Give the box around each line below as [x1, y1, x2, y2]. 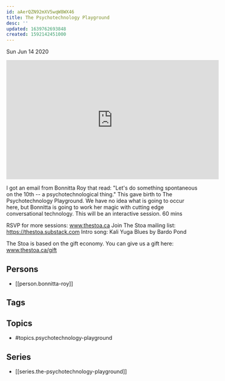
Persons [6, 264, 38, 274]
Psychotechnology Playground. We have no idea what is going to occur [6, 197, 185, 205]
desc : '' [6, 20, 29, 26]
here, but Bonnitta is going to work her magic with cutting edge [6, 204, 164, 211]
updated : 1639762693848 [6, 25, 67, 32]
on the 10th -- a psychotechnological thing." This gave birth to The [6, 191, 173, 198]
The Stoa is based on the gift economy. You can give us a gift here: [6, 240, 174, 247]
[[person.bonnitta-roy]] [15, 280, 73, 287]
